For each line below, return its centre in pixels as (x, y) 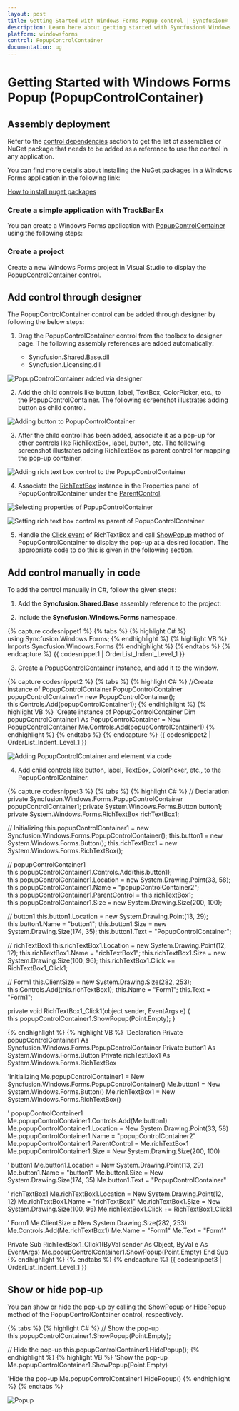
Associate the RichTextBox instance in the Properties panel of (108, 486)
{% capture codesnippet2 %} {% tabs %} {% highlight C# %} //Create (111, 682)
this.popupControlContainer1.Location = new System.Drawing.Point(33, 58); (119, 880)
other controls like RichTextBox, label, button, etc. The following (111, 443)
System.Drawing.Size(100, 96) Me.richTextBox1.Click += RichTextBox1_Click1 (120, 1209)
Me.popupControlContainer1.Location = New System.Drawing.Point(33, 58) (118, 1128)
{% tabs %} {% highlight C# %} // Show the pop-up (83, 1328)
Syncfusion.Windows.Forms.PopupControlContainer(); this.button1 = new (115, 835)
